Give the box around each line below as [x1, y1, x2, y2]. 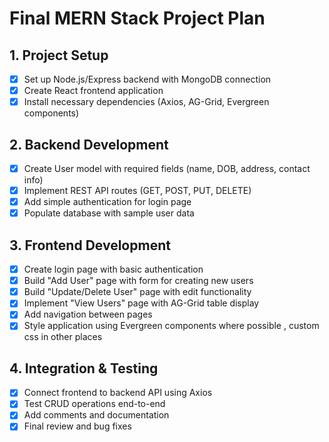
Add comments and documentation [23, 409, 170, 421]
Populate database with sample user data [23, 207, 195, 219]
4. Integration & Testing [9, 360, 159, 377]
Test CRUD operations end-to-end [23, 398, 166, 410]
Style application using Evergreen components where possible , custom [23, 320, 320, 332]
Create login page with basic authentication [23, 263, 204, 276]
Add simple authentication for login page [23, 196, 192, 208]
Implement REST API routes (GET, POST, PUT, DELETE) [23, 185, 252, 197]
